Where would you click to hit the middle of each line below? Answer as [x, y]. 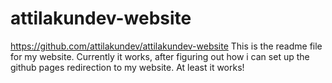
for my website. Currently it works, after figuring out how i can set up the [160, 56]
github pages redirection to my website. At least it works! [127, 67]
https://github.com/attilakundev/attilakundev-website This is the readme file [166, 46]
